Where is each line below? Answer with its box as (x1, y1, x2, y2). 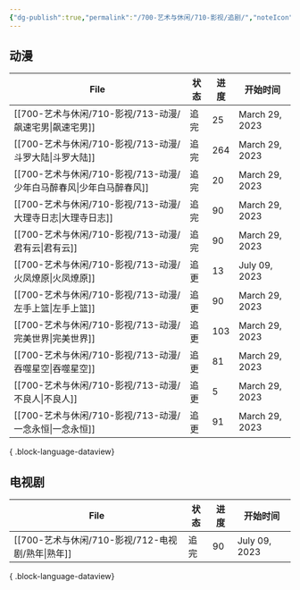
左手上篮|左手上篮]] (13, 302, 96, 315)
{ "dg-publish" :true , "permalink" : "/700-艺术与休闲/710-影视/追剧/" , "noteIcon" (9, 13, 293, 22)
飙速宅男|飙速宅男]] (13, 122, 96, 134)
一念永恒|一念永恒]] (13, 423, 96, 435)
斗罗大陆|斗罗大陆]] (13, 151, 96, 164)
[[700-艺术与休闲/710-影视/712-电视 (13, 534, 178, 546)
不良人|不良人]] (13, 392, 78, 405)
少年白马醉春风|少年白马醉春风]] (13, 181, 149, 194)
